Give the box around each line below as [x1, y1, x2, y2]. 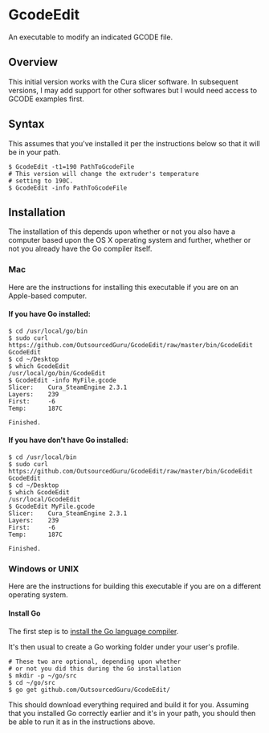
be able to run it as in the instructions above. [8, 717, 156, 727]
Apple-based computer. [8, 291, 87, 301]
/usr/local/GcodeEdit [8, 496, 81, 504]
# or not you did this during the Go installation [8, 665, 181, 673]
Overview [8, 55, 59, 69]
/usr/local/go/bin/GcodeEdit [8, 369, 106, 377]
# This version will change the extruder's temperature [8, 170, 199, 178]
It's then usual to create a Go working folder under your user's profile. [8, 641, 239, 652]
